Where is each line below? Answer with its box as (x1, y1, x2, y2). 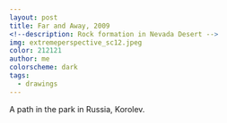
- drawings (17, 79, 58, 88)
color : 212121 (9, 46, 63, 55)
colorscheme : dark (9, 63, 78, 72)
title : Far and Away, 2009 (9, 21, 110, 30)
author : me (9, 54, 50, 63)
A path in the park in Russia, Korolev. (9, 103, 145, 114)
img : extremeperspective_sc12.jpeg (9, 37, 143, 47)
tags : (9, 71, 30, 80)
